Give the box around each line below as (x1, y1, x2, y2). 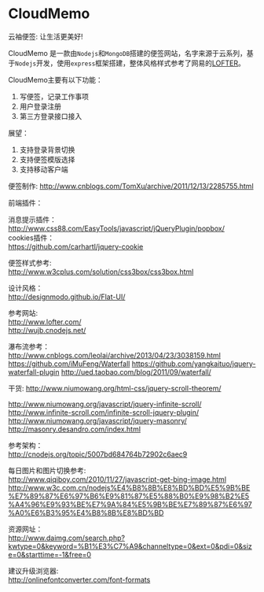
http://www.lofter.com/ (8, 316, 82, 327)
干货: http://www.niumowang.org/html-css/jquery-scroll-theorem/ (8, 383, 222, 393)
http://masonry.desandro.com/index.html (8, 424, 141, 434)
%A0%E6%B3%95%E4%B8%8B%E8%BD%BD (8, 508, 164, 517)
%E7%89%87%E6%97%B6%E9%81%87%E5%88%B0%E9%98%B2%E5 (8, 491, 250, 501)
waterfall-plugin (8, 367, 60, 376)
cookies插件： (8, 233, 55, 242)
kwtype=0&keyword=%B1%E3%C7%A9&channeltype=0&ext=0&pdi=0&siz (8, 541, 253, 551)
